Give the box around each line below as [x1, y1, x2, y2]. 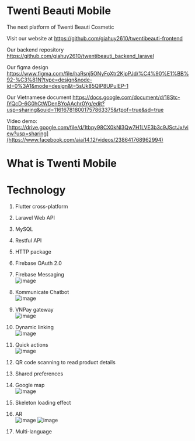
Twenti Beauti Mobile [6, 4, 112, 18]
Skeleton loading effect [15, 399, 71, 406]
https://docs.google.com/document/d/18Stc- [72, 94, 180, 101]
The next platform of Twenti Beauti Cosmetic [6, 23, 114, 30]
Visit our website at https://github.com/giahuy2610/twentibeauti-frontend [6, 35, 183, 42]
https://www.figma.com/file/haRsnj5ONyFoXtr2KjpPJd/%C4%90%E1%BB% [6, 70, 189, 77]
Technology [6, 183, 66, 197]
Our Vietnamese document [6, 94, 72, 101]
